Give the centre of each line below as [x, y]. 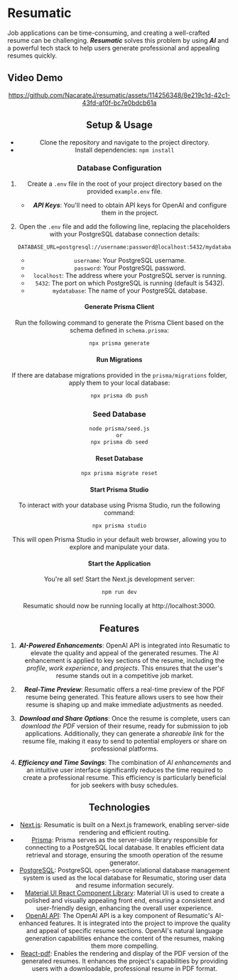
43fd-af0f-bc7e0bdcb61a [119, 103]
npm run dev [119, 593]
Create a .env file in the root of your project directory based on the [125, 184]
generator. [125, 862]
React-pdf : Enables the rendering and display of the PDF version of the [125, 953]
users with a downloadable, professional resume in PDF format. [125, 968]
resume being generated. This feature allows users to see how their [125, 697]
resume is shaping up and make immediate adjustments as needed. [125, 704]
